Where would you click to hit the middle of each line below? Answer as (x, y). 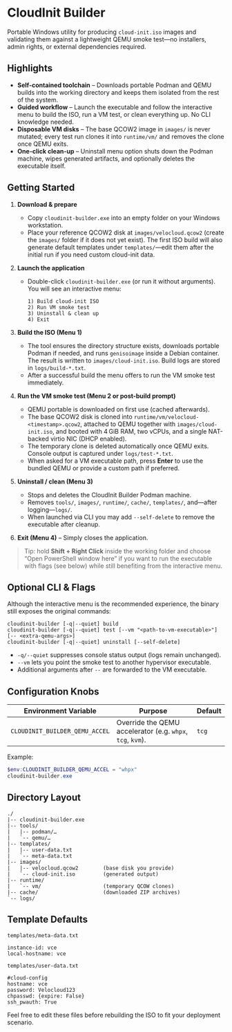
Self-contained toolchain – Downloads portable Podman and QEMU (114, 85)
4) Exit (38, 320)
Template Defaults (48, 920)
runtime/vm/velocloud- (166, 417)
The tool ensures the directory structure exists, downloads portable (123, 345)
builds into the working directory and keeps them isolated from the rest (118, 92)
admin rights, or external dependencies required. (77, 46)
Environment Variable (60, 711)
